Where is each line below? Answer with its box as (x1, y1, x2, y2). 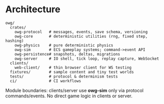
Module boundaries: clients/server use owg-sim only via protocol (5, 87, 144, 93)
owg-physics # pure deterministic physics (14, 42, 114, 48)
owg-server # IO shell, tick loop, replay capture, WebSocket (14, 56, 159, 61)
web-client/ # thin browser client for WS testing (14, 65, 132, 70)
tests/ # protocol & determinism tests (10, 74, 118, 79)
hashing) (5, 38, 24, 43)
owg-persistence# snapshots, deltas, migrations (14, 51, 120, 57)
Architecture (5, 4, 60, 15)
